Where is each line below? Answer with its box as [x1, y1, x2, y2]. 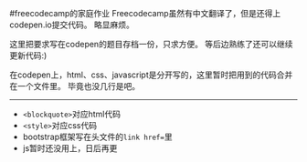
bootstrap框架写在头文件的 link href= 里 [22, 131, 173, 142]
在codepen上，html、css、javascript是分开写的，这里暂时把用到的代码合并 [9, 69, 293, 80]
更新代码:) [9, 50, 48, 61]
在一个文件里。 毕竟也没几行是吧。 [9, 81, 140, 91]
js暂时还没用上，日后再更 [22, 143, 118, 153]
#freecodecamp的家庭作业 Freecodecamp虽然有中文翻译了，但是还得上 [9, 8, 281, 18]
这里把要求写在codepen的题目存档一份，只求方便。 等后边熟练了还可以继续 [9, 39, 294, 49]
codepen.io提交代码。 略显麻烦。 [9, 19, 134, 30]
